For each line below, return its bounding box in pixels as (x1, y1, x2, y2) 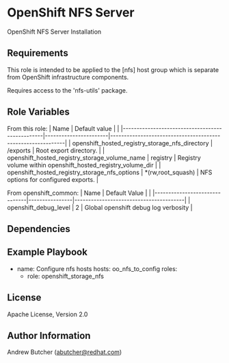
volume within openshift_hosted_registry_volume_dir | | (7, 161, 161, 169)
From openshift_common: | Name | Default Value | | (7, 189, 152, 197)
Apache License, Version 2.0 (7, 310, 88, 318)
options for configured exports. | (7, 175, 99, 183)
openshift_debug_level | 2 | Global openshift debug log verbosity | (7, 203, 193, 211)
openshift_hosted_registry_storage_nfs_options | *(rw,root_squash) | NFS (7, 168, 213, 176)
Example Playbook (7, 246, 87, 258)
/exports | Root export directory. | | (7, 146, 105, 154)
